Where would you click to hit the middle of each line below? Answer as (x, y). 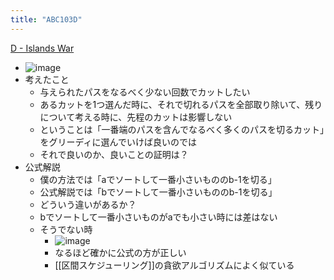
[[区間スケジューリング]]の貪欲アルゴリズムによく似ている (174, 265)
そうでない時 (66, 229)
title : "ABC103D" (46, 19)
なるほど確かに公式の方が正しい (120, 252)
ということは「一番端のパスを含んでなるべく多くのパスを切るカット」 (182, 129)
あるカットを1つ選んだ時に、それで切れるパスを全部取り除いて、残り (181, 104)
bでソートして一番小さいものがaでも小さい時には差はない (158, 217)
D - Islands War (42, 48)
